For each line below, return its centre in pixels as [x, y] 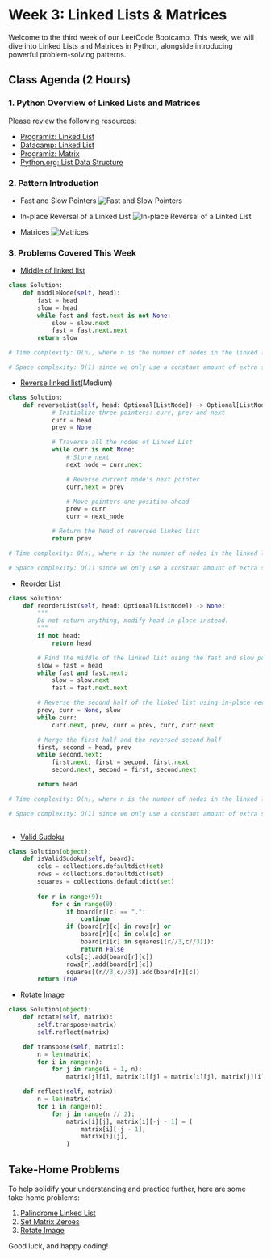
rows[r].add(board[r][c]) [109, 964]
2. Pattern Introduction [54, 183]
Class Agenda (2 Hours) [70, 80]
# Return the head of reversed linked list [125, 532]
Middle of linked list [52, 271]
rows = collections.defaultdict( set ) [100, 874]
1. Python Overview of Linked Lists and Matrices [104, 103]
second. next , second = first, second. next [124, 770]
